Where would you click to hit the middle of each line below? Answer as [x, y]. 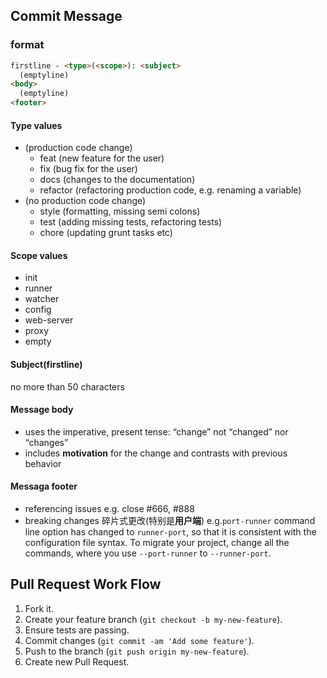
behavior [43, 463]
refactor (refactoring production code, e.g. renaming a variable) [170, 190]
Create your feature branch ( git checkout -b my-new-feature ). [153, 619]
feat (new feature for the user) [102, 158]
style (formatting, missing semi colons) [120, 211]
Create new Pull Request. [77, 661]
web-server [49, 320]
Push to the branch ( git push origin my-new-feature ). [137, 651]
